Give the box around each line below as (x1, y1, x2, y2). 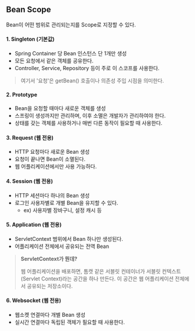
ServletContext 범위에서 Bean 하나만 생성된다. (14, 235, 124, 242)
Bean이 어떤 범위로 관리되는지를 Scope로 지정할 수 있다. (6, 21, 137, 28)
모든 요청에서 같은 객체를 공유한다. (14, 57, 94, 64)
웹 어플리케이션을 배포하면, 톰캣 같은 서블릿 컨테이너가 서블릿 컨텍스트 (20, 267, 181, 274)
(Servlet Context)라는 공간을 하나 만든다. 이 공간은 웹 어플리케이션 (20, 275, 174, 282)
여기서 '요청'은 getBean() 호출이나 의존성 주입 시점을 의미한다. (20, 77, 164, 84)
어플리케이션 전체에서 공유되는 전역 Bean (14, 243, 110, 250)
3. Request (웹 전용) (6, 134, 54, 141)
